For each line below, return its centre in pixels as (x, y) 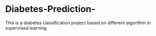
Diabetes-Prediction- (50, 9)
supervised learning (26, 28)
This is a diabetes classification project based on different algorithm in (78, 23)
